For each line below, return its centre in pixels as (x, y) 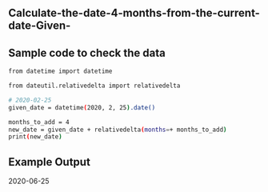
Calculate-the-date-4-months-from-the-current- (134, 13)
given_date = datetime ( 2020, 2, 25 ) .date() (82, 107)
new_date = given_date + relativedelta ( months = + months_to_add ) (118, 130)
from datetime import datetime (60, 71)
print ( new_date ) (35, 137)
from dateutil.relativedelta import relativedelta (94, 86)
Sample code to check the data (87, 52)
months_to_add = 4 (39, 122)
